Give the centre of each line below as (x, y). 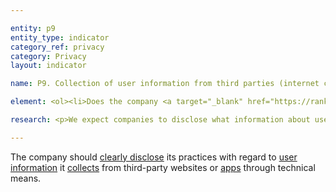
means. (26, 178)
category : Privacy (48, 56)
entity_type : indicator (60, 37)
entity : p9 (33, 28)
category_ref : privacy (57, 47)
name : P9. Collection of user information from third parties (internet (165, 84)
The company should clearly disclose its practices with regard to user (154, 157)
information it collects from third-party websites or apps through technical (163, 167)
